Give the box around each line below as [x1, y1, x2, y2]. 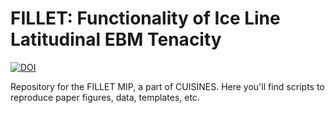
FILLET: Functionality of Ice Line [10, 7, 281, 30]
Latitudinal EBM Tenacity [10, 28, 222, 51]
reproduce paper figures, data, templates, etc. [10, 91, 200, 103]
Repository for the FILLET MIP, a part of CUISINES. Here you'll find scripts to [10, 80, 325, 92]
